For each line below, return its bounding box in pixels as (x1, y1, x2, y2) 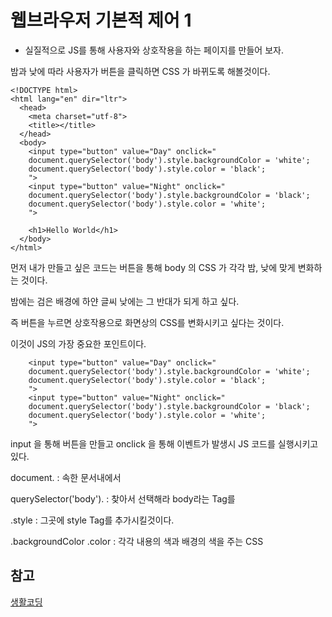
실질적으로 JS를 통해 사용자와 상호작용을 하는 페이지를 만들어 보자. (24, 44, 284, 56)
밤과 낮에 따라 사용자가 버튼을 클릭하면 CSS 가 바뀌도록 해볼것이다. (10, 65, 271, 77)
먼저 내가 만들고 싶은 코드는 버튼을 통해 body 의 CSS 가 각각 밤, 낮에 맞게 (10, 261, 296, 273)
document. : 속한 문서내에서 (10, 471, 122, 483)
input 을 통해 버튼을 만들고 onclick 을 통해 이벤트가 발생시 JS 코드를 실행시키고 (10, 437, 319, 450)
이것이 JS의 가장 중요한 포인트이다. (10, 337, 147, 350)
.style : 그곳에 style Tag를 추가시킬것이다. (10, 514, 175, 526)
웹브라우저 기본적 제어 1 (10, 9, 192, 32)
